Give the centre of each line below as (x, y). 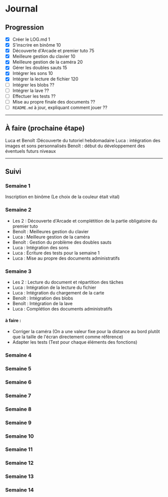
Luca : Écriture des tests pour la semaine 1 (56, 253)
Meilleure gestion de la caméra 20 (47, 62)
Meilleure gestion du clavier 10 (44, 56)
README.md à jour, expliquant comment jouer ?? (60, 107)
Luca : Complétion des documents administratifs (62, 309)
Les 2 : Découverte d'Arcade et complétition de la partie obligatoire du (85, 221)
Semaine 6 (18, 382)
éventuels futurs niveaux (30, 151)
